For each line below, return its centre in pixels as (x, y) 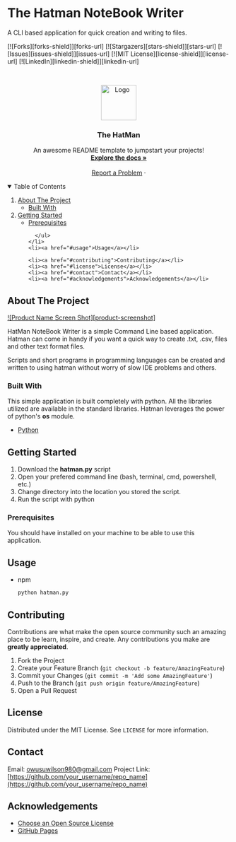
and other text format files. (46, 346)
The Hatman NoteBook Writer (95, 13)
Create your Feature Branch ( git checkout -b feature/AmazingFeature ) (121, 668)
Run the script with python (56, 499)
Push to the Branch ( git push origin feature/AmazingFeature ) (108, 683)
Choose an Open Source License (66, 823)
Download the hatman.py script (64, 469)
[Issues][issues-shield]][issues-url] (59, 54)
